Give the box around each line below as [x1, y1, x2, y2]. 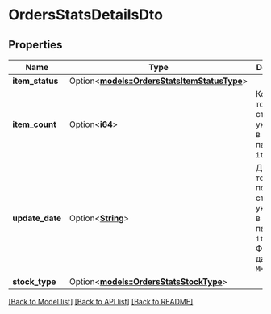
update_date [12, 212, 62, 224]
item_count [12, 119, 56, 130]
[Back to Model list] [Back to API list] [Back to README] [8, 297, 194, 306]
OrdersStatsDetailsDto [8, 6, 164, 24]
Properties [8, 38, 63, 52]
